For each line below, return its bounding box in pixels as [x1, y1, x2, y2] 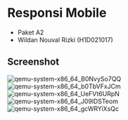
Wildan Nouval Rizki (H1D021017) [17, 35, 114, 44]
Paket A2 [17, 28, 44, 36]
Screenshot [7, 56, 60, 68]
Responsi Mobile [7, 5, 107, 21]
